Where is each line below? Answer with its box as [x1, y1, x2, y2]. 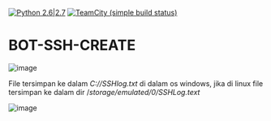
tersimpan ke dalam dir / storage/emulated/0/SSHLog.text [8, 87, 200, 97]
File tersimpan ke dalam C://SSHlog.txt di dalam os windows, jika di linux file [8, 78, 264, 89]
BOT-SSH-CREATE [8, 37, 136, 54]
